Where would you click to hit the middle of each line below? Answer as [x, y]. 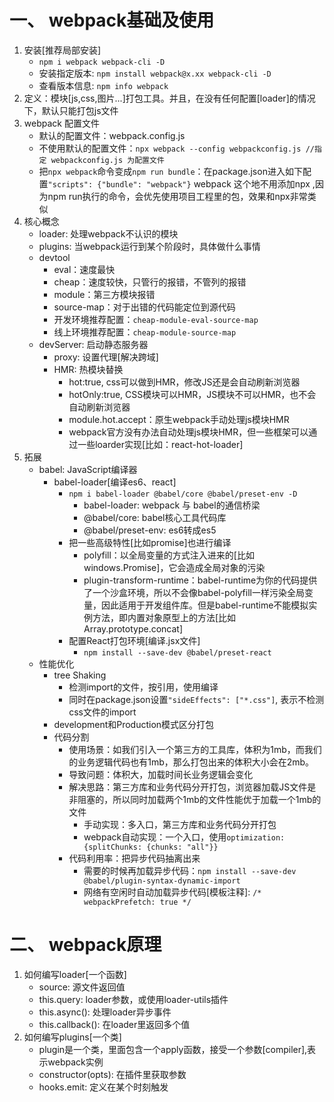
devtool [54, 257]
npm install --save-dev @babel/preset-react [177, 652]
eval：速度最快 [84, 269]
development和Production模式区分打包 [134, 724]
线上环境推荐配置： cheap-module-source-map [145, 332]
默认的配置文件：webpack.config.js [112, 135]
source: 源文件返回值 [82, 987]
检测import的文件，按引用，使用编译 [143, 687]
